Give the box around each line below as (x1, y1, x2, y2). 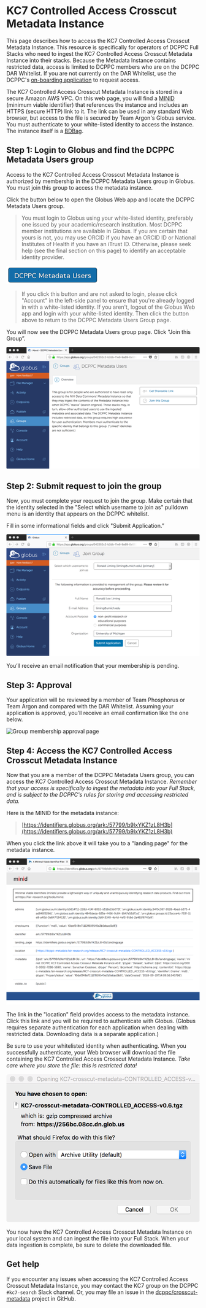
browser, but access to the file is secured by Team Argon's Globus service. (6, 114, 196, 122)
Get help (6, 1259, 40, 1269)
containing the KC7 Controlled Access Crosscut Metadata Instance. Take (6, 1055, 191, 1062)
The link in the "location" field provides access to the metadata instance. (6, 1011, 190, 1018)
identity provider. (21, 253, 64, 261)
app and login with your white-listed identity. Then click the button (21, 309, 189, 317)
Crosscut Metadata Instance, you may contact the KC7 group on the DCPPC (6, 1282, 199, 1289)
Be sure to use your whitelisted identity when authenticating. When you (6, 1042, 187, 1050)
